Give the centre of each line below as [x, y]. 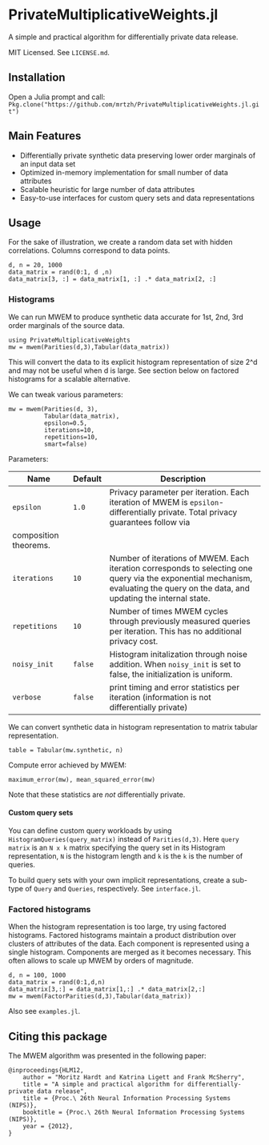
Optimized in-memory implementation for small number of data [124, 172]
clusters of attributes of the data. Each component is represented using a [129, 944]
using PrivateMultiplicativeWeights [69, 340]
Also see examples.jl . [44, 1011]
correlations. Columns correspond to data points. [89, 250]
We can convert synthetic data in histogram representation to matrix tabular [133, 727]
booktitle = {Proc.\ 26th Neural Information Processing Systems [134, 1112]
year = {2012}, [48, 1126]
